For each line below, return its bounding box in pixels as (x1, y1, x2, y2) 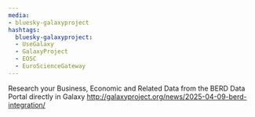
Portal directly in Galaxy (8, 91, 86, 101)
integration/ (8, 100, 46, 109)
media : (8, 11, 30, 19)
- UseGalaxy (15, 41, 55, 48)
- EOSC (15, 55, 37, 63)
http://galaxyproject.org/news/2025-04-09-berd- (86, 91, 247, 101)
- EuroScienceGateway (15, 62, 86, 70)
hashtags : (8, 26, 41, 34)
